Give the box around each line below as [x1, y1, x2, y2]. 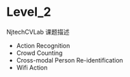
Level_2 [6, 4, 52, 20]
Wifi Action [16, 63, 48, 71]
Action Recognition [16, 41, 70, 49]
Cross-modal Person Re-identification [16, 56, 124, 64]
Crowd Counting [16, 49, 63, 57]
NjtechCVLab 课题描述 [6, 27, 70, 36]
